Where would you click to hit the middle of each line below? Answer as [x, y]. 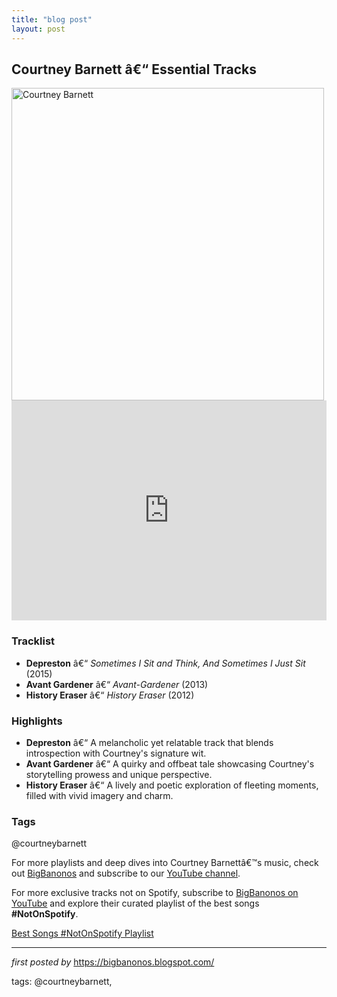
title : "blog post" [52, 19]
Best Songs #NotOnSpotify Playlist [82, 933]
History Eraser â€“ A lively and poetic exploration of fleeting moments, [172, 785]
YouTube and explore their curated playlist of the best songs [135, 903]
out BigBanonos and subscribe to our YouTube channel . [126, 873]
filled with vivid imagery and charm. [99, 795]
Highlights [37, 721]
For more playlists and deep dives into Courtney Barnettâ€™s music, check [165, 863]
